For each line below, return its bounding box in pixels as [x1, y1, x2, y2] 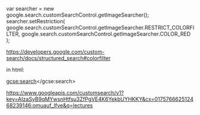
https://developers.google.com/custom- [6, 48, 105, 55]
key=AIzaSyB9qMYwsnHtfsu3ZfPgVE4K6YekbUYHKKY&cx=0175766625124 [6, 95, 194, 102]
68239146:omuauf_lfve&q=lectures [6, 102, 93, 109]
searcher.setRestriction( [6, 18, 66, 24]
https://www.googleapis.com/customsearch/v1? [6, 89, 124, 96]
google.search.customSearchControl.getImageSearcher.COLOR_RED [21, 30, 191, 38]
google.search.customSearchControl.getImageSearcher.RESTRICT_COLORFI [6, 24, 195, 31]
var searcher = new [6, 5, 54, 12]
